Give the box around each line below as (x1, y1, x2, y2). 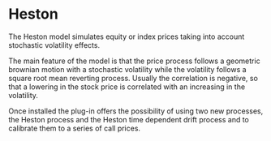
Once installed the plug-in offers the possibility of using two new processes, (8, 106, 264, 116)
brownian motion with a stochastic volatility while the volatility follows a (8, 64, 247, 74)
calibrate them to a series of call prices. (8, 123, 140, 133)
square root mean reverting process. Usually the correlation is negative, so (8, 73, 258, 83)
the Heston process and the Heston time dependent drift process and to (8, 114, 249, 124)
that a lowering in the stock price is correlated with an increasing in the (8, 82, 246, 92)
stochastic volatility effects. (8, 40, 100, 49)
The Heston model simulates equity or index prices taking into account (8, 32, 245, 41)
